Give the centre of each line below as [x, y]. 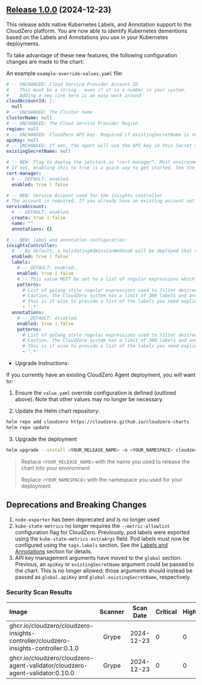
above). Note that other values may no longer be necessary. [89, 399]
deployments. [23, 43]
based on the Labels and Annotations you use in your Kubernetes [87, 37]
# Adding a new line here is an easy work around [74, 96]
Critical [166, 612]
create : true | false [39, 218]
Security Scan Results [39, 592]
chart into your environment [55, 468]
